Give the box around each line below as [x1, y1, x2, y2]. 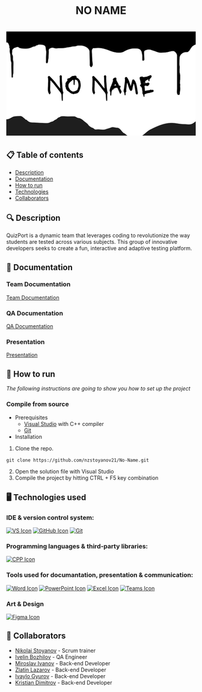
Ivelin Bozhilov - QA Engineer [14, 653, 88, 661]
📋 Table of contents [6, 150, 84, 160]
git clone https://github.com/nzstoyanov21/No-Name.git [6, 457, 149, 463]
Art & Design [6, 600, 44, 608]
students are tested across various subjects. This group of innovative [6, 238, 177, 246]
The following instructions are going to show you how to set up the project [6, 385, 191, 392]
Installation [14, 433, 43, 440]
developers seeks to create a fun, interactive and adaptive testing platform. [6, 245, 192, 252]
